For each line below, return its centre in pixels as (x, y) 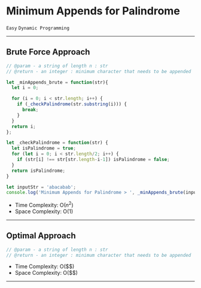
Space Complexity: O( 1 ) (44, 211)
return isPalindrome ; (39, 171)
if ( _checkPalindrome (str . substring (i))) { (72, 104)
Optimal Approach (41, 236)
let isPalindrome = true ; (44, 148)
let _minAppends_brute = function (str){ (57, 82)
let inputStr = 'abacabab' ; (41, 187)
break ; (30, 110)
